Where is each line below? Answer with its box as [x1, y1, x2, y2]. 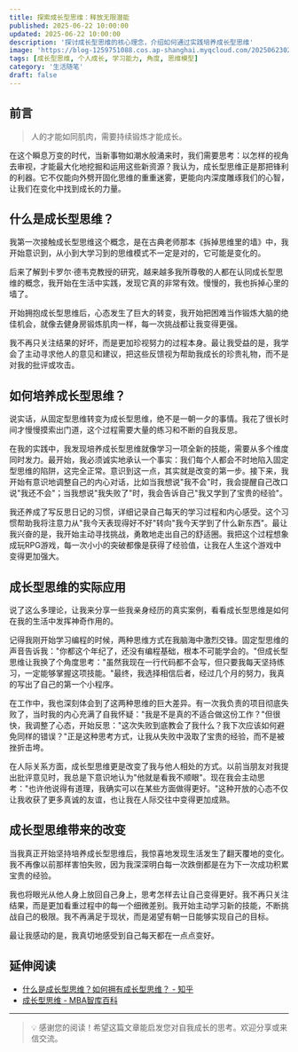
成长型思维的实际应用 [9, 579, 126, 594]
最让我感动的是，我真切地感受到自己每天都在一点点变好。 [9, 930, 219, 940]
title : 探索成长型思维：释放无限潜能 [9, 12, 130, 22]
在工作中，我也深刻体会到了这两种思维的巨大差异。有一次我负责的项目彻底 [9, 698, 281, 708]
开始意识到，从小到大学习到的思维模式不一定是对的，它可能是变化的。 [9, 247, 266, 258]
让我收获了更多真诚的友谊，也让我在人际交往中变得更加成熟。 [9, 795, 235, 805]
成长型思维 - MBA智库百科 [21, 994, 118, 1005]
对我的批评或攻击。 [9, 360, 80, 371]
